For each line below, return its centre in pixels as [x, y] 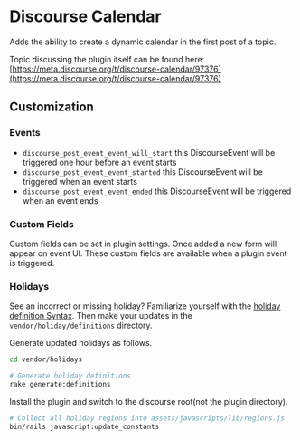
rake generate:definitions [60, 384]
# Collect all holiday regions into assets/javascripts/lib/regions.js [147, 418]
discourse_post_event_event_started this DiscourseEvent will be [143, 172]
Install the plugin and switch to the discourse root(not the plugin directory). [149, 401]
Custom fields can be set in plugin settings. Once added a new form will [143, 244]
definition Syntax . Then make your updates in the [101, 316]
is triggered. [32, 263]
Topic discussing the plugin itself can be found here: [107, 59]
